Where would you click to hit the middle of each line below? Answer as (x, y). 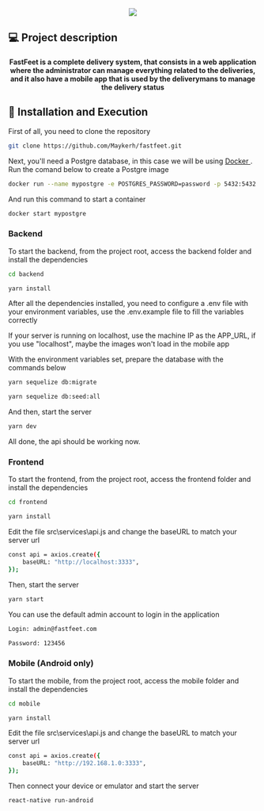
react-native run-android (51, 801)
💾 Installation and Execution (78, 112)
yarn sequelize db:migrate (53, 383)
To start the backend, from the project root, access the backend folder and (130, 251)
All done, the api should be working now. (74, 442)
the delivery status (133, 87)
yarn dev (23, 427)
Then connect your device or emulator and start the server (104, 786)
